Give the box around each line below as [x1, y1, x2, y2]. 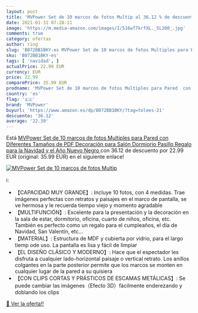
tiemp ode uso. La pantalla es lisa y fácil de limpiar [14, 242, 137, 249]
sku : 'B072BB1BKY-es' [6, 52, 60, 58]
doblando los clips [14, 289, 60, 296]
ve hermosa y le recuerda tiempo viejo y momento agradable [14, 202, 163, 209]
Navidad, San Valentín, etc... [14, 228, 84, 235]
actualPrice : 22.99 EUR [6, 63, 65, 70]
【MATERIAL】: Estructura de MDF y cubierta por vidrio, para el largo [14, 235, 183, 242]
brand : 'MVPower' [6, 101, 49, 108]
